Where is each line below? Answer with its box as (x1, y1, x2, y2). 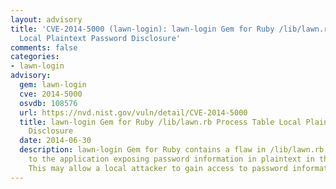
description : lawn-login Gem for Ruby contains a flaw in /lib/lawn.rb (19, 145, 325, 155)
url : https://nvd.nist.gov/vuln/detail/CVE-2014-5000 (19, 107, 248, 118)
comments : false (10, 42, 78, 53)
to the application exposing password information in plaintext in (28, 154, 315, 164)
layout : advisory (10, 14, 83, 25)
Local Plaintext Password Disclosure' (19, 33, 182, 43)
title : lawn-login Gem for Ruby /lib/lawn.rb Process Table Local (19, 117, 302, 127)
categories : (10, 52, 60, 62)
